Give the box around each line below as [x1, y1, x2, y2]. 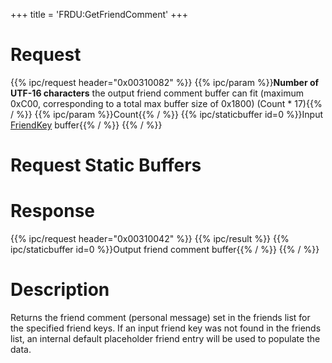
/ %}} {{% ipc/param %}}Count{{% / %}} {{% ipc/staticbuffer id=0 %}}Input [10, 108, 324, 120]
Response [10, 200, 96, 223]
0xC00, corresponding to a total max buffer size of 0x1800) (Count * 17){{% [10, 97, 323, 109]
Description [10, 279, 110, 301]
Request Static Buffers [10, 154, 202, 177]
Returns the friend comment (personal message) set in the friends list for [10, 312, 311, 323]
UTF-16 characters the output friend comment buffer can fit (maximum [10, 87, 304, 99]
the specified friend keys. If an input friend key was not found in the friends [10, 322, 322, 334]
